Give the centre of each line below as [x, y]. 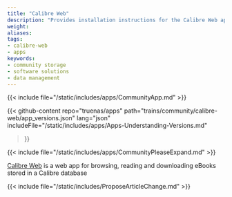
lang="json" [94, 118]
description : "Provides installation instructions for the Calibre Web [112, 20]
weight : [18, 26]
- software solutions [38, 71]
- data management [33, 78]
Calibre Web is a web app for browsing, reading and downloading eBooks [112, 166]
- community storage [37, 65]
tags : [15, 39]
